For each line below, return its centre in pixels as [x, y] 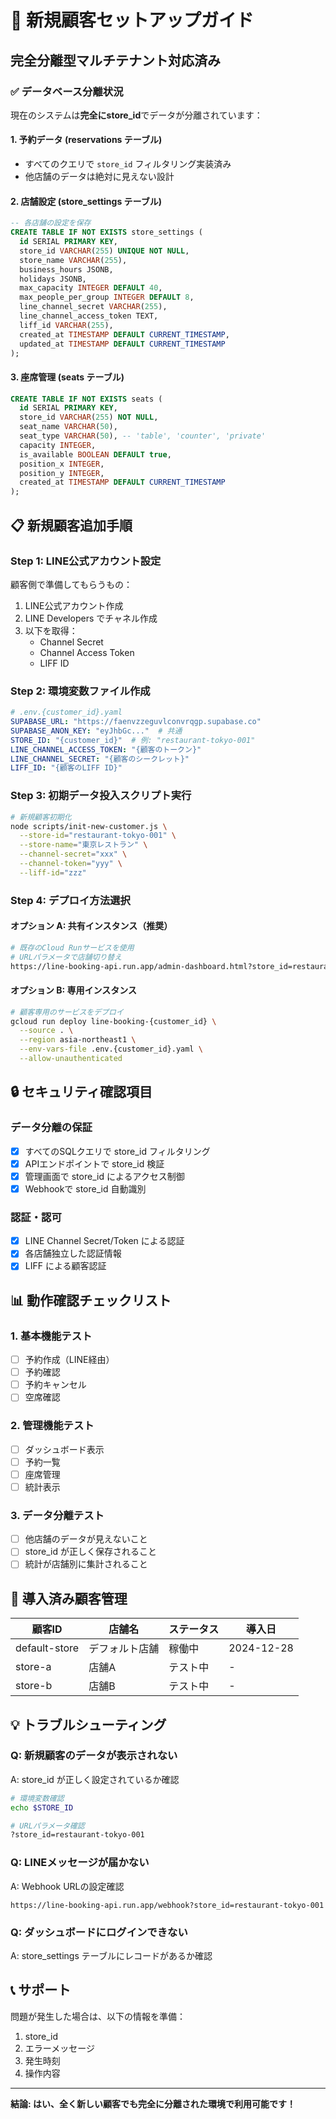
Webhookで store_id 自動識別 [85, 1188]
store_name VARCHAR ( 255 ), [73, 260]
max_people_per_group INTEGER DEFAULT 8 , [107, 297]
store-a [33, 1667]
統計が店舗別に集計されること [86, 1564]
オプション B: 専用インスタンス [74, 990]
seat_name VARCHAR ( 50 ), [68, 427]
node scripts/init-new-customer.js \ [89, 826]
